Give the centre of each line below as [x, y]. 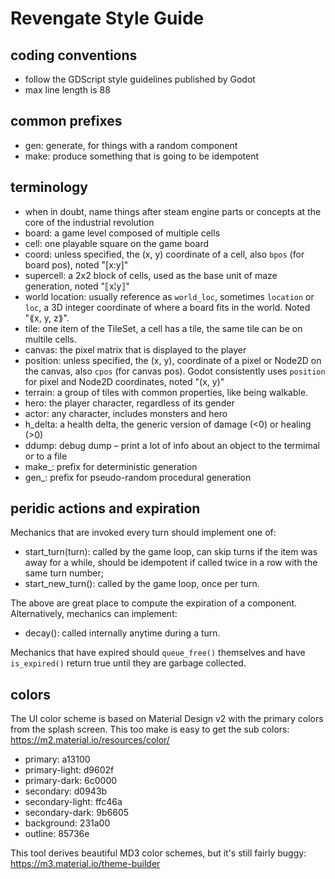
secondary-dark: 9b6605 [77, 813]
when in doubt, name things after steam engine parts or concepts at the [173, 211]
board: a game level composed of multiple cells [122, 233]
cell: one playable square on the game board [117, 243]
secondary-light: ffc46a [73, 802]
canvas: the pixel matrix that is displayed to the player [135, 349]
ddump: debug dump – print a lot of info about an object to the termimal [172, 445]
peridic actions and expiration [105, 508]
